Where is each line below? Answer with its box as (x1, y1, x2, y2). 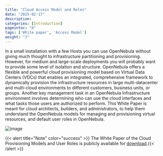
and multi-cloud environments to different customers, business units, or (5, 85, 150, 91)
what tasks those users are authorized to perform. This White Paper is (5, 100, 147, 106)
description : (5, 16, 32, 21)
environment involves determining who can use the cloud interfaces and (5, 95, 151, 101)
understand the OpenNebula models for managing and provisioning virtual (5, 111, 156, 117)
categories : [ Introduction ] (5, 21, 63, 26)
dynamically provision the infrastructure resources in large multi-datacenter (5, 79, 158, 85)
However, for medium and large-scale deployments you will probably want (5, 59, 156, 64)
